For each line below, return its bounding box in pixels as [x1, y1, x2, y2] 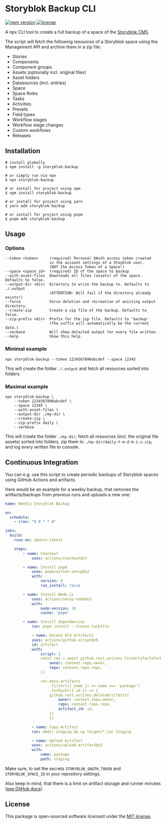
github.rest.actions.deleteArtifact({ [49, 693, 129, 698]
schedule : [9, 515, 30, 520]
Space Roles [12, 90, 38, 96]
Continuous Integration [5, 458, 78, 467]
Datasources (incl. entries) [12, 80, 67, 86]
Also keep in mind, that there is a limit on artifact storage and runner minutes [5, 780, 161, 786]
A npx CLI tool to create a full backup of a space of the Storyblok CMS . [5, 29, 150, 35]
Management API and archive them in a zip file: [5, 44, 101, 50]
